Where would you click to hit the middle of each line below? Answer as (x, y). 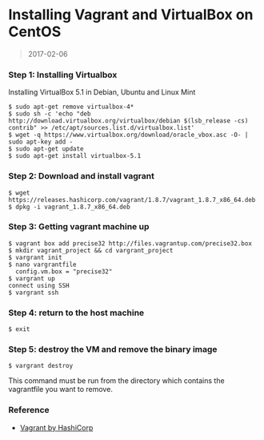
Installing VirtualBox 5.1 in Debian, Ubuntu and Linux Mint (102, 92)
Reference (29, 410)
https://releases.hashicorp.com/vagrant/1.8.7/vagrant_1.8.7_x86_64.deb (132, 200)
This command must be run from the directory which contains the (117, 381)
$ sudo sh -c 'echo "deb (50, 114)
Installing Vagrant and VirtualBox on (131, 15)
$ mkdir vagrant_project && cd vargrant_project (91, 250)
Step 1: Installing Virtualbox (63, 75)
